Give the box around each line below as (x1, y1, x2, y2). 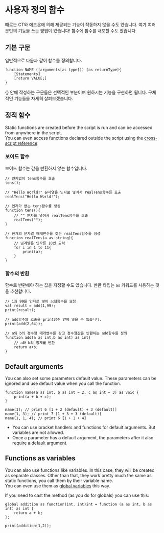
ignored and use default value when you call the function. (5, 381, 121, 386)
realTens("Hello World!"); (5, 194, 60, 199)
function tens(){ (5, 208, 41, 213)
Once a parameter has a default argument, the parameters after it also (12, 434, 154, 440)
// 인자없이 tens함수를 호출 (5, 176, 55, 181)
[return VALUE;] (14, 76, 47, 81)
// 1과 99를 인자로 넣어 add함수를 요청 (5, 299, 76, 304)
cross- (144, 135, 158, 141)
